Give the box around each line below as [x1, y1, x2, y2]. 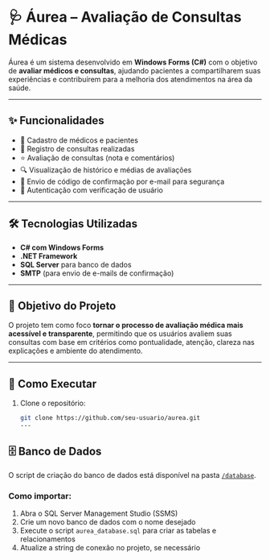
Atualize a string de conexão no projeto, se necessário [19, 543, 201, 553]
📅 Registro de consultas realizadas [19, 143, 135, 153]
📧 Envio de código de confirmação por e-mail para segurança [19, 176, 225, 186]
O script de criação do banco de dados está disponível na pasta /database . [8, 470, 257, 479]
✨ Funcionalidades [8, 114, 104, 127]
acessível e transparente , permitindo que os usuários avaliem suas [8, 329, 232, 338]
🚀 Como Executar [8, 377, 97, 391]
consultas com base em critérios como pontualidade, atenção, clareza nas [8, 338, 255, 347]
